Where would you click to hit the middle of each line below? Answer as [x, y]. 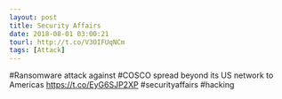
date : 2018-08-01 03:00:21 [59, 34]
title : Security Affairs [55, 26]
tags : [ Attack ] [37, 50]
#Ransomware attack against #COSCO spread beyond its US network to [141, 75]
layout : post [33, 17]
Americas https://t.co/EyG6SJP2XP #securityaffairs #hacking [122, 85]
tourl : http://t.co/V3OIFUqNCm [67, 42]
